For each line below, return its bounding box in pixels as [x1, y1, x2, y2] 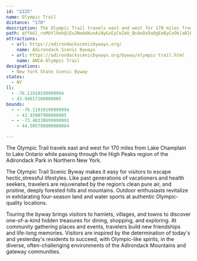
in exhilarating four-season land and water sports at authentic [6, 193, 155, 200]
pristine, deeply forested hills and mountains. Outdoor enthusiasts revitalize [6, 187, 189, 194]
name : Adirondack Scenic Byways [16, 47, 96, 53]
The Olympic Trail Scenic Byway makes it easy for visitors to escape [6, 168, 171, 175]
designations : [6, 63, 41, 69]
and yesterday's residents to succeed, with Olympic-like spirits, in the [6, 236, 175, 242]
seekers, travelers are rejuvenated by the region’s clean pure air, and [6, 181, 172, 188]
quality [6, 199, 23, 206]
